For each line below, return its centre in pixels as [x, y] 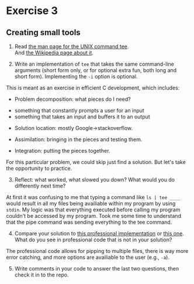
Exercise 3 [32, 11]
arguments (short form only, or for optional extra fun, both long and [96, 70]
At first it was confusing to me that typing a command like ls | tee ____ [93, 197]
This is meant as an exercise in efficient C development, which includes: [93, 88]
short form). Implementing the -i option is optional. [76, 76]
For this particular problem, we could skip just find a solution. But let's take [96, 162]
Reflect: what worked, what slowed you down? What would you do [95, 179]
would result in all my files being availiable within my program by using [91, 203]
